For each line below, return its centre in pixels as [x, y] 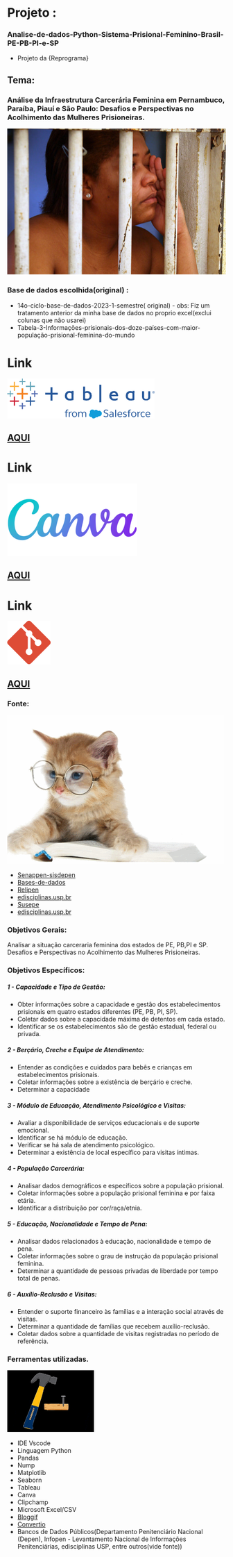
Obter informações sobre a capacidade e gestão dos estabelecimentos [119, 1004]
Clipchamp [33, 1502]
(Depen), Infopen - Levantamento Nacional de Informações [102, 1539]
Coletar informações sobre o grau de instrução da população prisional [118, 1256]
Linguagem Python [44, 1451]
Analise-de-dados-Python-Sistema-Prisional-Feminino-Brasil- [115, 35]
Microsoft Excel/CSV [47, 1510]
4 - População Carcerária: [46, 1168]
